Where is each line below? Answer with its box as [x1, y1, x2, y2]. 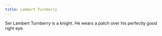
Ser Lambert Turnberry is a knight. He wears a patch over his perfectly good [5, 20, 157, 26]
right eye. [5, 25, 24, 31]
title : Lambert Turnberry [5, 7, 57, 12]
